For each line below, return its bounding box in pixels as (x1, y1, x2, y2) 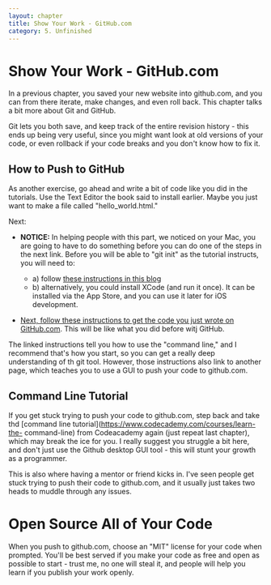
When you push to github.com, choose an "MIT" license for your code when (8, 541, 263, 551)
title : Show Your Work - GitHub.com (8, 19, 132, 28)
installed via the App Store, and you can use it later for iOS (32, 291, 227, 301)
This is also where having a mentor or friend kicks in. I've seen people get (8, 469, 255, 479)
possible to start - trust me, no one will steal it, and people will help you (8, 558, 246, 568)
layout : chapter (8, 11, 63, 20)
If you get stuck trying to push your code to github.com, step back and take (8, 410, 260, 420)
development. (32, 300, 78, 310)
